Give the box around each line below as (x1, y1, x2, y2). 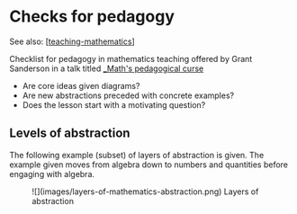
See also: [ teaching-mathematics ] (9, 36, 135, 47)
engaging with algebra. (9, 168, 95, 179)
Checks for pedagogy (9, 6, 175, 27)
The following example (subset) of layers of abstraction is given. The (9, 149, 265, 160)
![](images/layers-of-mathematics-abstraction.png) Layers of (31, 186, 259, 197)
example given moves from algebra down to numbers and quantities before (9, 159, 289, 170)
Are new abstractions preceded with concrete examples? (22, 90, 235, 101)
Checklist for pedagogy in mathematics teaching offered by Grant (9, 53, 253, 64)
